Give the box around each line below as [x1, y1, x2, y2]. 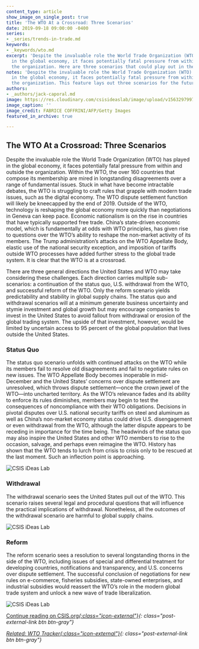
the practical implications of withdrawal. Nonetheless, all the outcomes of [6, 505, 185, 512]
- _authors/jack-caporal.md [6, 91, 76, 97]
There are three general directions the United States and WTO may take [6, 268, 181, 275]
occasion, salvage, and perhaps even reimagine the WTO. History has [6, 441, 176, 448]
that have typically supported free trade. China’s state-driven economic [6, 219, 181, 226]
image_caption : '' [6, 102, 52, 108]
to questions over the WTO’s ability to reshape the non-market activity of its [6, 231, 191, 238]
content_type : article [6, 8, 62, 15]
